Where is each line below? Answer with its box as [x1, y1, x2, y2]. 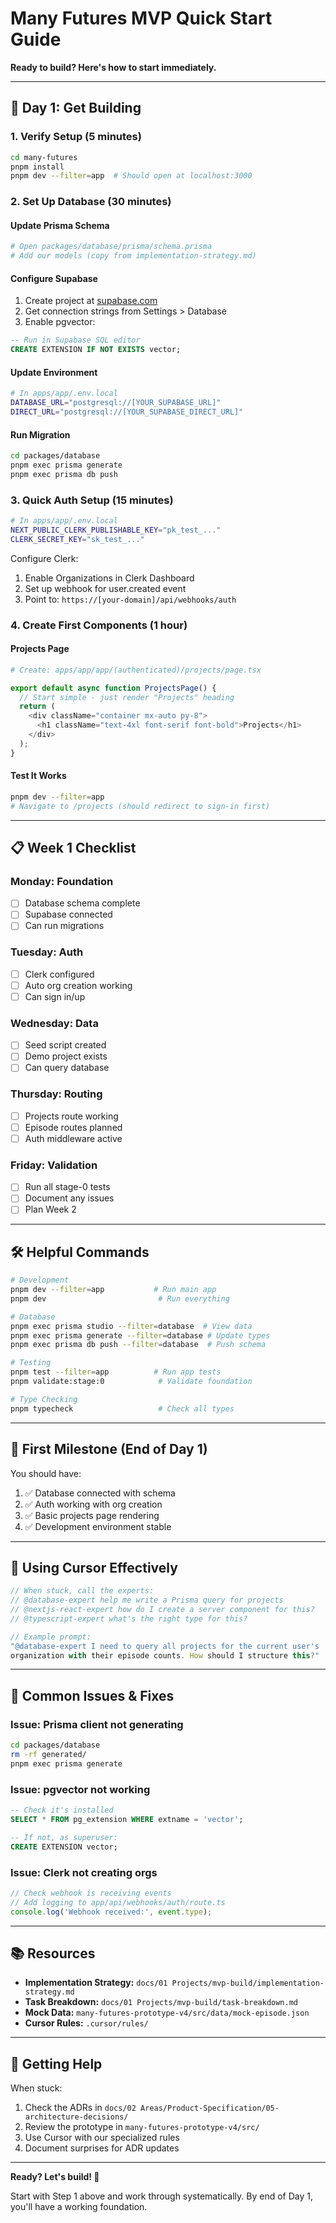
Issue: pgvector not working [10, 1782, 151, 1796]
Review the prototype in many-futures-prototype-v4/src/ [24, 2121, 260, 2133]
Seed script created [24, 1039, 107, 1051]
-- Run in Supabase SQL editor [10, 335, 141, 346]
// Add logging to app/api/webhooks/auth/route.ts [10, 1897, 226, 1907]
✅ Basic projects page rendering [24, 1509, 160, 1521]
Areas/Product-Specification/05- [140, 2103, 280, 2114]
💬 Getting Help [10, 2055, 103, 2072]
